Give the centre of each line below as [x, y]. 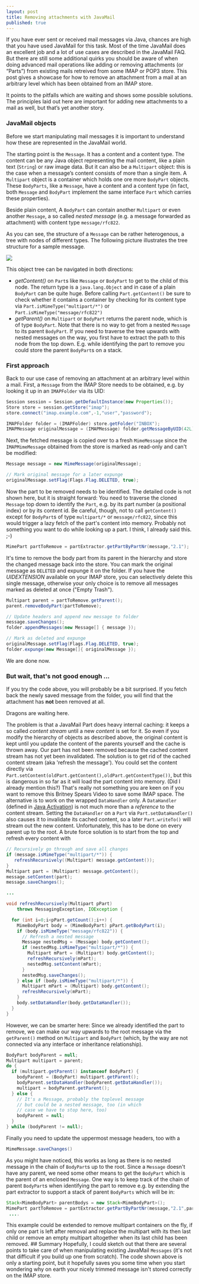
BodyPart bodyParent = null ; [42, 1055]
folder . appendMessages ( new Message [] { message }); [71, 628]
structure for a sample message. [46, 246]
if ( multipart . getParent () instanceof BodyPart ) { [75, 1072]
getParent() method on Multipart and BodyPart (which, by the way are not [97, 1038]
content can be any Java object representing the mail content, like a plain [95, 160]
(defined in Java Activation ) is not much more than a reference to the [90, 807]
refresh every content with [38, 839]
